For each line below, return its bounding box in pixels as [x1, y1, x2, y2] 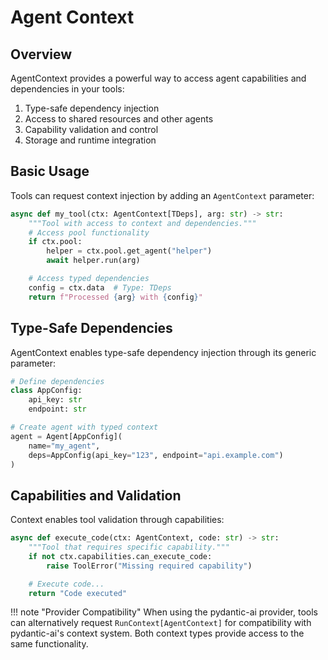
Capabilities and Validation [10, 487, 182, 504]
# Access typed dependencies [28, 274, 150, 284]
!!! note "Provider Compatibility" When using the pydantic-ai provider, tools [10, 606, 318, 618]
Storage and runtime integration [24, 134, 157, 146]
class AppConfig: [10, 386, 83, 396]
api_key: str [28, 395, 83, 405]
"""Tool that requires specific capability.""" [28, 542, 230, 553]
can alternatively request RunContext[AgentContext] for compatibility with [10, 617, 312, 629]
